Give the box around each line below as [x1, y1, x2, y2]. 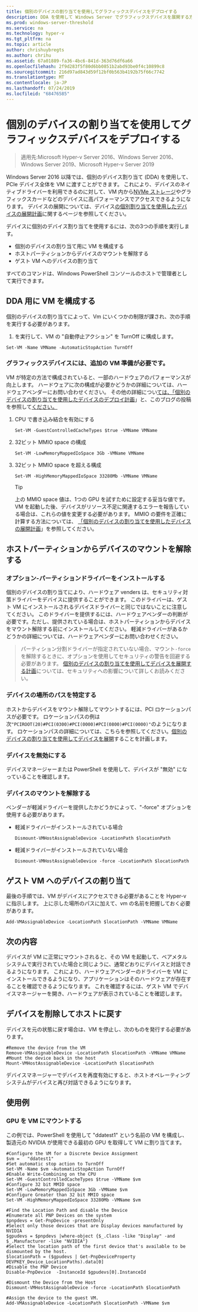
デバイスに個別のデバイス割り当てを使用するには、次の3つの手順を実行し [6, 222, 184, 230]
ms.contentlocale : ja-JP [6, 80, 67, 86]
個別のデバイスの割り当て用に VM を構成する [14, 242, 124, 249]
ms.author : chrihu [6, 52, 51, 58]
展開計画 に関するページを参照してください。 [21, 210, 130, 217]
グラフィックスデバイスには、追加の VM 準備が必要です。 [6, 359, 169, 367]
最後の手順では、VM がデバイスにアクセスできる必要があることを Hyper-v [6, 892, 187, 899]
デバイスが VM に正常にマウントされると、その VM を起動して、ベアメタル [6, 953, 187, 960]
